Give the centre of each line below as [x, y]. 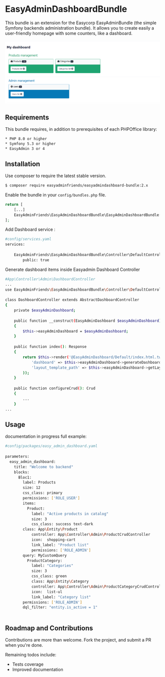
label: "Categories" [52, 566]
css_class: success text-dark [62, 524]
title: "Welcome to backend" [44, 467]
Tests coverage [28, 664]
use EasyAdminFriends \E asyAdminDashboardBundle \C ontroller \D [69, 290]
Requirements [27, 117]
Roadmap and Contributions [49, 628]
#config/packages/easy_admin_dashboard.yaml [51, 446]
